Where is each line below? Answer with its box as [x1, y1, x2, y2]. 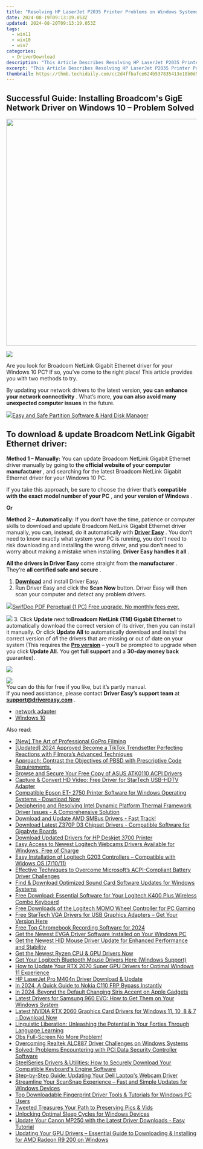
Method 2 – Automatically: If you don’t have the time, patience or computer [6, 515, 195, 523]
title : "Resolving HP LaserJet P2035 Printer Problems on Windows [6, 8, 177, 15]
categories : [6, 48, 36, 54]
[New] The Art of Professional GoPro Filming [14, 737, 126, 744]
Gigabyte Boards [14, 827, 57, 835]
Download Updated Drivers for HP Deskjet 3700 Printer [14, 834, 153, 841]
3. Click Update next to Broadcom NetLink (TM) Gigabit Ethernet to [13, 615, 182, 623]
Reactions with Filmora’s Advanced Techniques [14, 750, 133, 758]
